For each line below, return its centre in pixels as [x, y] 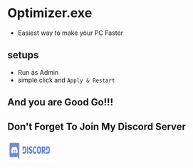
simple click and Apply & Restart [66, 80]
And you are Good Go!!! [61, 102]
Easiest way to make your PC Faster [70, 33]
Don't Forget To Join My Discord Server [97, 126]
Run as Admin [38, 72]
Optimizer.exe [50, 13]
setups [23, 55]
